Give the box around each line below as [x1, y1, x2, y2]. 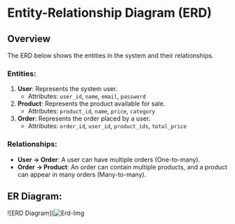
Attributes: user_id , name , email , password [27, 92, 146, 101]
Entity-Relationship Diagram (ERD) [7, 5, 212, 21]
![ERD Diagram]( [7, 209, 55, 218]
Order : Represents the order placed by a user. [17, 114, 151, 123]
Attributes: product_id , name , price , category [27, 107, 156, 115]
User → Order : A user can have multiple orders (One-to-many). [17, 155, 201, 164]
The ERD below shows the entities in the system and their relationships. [7, 51, 214, 59]
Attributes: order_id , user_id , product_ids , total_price [27, 122, 187, 130]
